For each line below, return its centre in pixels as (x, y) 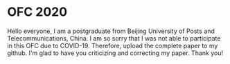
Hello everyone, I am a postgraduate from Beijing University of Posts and (111, 31)
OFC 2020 (37, 12)
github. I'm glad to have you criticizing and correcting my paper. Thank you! (115, 53)
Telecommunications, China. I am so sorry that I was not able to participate (114, 38)
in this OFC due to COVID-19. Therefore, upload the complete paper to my (113, 45)
